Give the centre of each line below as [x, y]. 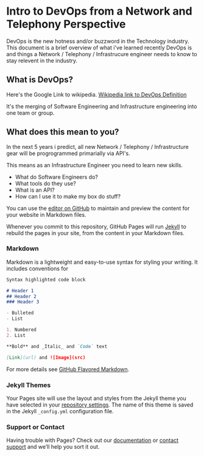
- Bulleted [20, 313]
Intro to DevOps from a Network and [100, 11]
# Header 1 [20, 291]
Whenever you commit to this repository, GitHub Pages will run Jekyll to [97, 226]
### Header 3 [23, 302]
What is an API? [35, 190]
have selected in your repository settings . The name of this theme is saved [100, 405]
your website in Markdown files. [46, 214]
